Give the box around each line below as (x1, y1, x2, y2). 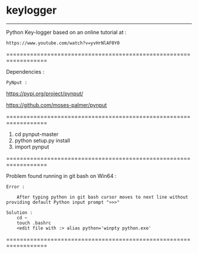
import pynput (14, 143, 49, 150)
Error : (6, 184, 25, 190)
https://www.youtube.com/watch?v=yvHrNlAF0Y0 (6, 40, 120, 46)
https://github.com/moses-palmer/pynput (6, 101, 107, 108)
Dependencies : (6, 68, 45, 75)
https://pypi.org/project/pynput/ (6, 90, 84, 97)
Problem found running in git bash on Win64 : (6, 172, 117, 179)
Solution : (6, 209, 33, 216)
